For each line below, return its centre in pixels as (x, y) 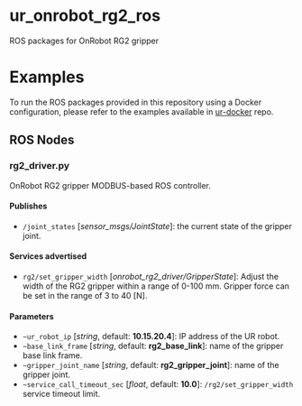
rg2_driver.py (40, 166)
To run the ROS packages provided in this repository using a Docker (136, 102)
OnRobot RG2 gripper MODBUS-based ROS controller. (110, 185)
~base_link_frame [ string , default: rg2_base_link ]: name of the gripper (153, 346)
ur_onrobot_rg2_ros (85, 16)
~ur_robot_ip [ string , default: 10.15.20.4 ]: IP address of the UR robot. (151, 337)
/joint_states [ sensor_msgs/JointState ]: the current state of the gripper (157, 226)
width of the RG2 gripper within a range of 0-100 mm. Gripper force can (156, 286)
